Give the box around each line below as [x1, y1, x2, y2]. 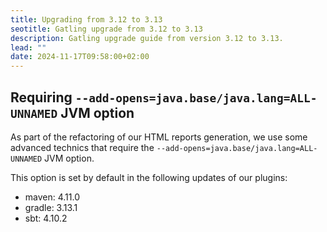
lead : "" [10, 42, 47, 53]
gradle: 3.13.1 [24, 201, 78, 213]
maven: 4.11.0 [24, 191, 81, 203]
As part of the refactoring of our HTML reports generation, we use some [10, 131, 308, 143]
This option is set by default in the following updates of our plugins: [10, 171, 288, 183]
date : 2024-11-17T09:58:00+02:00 [10, 52, 150, 62]
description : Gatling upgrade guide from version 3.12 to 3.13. [10, 33, 284, 43]
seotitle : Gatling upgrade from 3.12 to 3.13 [10, 24, 203, 34]
